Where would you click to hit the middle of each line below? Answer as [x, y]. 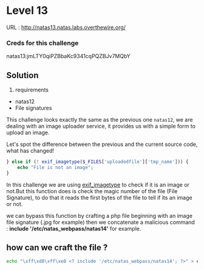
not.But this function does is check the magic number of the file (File [92, 191]
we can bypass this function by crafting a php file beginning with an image [100, 216]
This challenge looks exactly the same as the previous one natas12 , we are [100, 120]
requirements [32, 90]
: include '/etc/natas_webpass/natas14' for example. [74, 228]
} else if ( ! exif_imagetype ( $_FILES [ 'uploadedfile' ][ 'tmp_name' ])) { [97, 162]
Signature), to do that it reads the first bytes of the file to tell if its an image [99, 197]
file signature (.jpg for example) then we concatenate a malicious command [101, 222]
